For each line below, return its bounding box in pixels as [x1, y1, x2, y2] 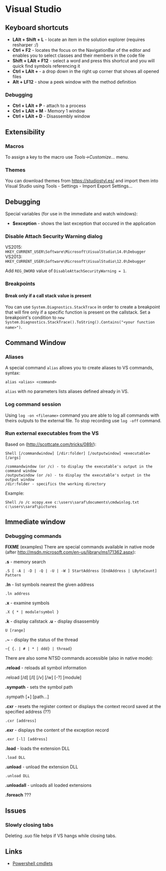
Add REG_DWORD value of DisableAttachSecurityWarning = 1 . [5, 268, 127, 274]
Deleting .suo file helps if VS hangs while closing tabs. [5, 833, 117, 839]
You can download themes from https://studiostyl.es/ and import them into [5, 178, 159, 184]
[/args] [5, 455, 21, 460]
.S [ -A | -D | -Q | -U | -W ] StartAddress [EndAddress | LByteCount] [5, 568, 157, 574]
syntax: [5, 370, 20, 376]
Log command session [5, 401, 61, 408]
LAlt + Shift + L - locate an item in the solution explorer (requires [12, 36, 146, 42]
